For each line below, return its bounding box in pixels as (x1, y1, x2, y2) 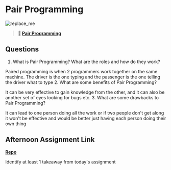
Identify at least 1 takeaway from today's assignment (5, 159, 116, 165)
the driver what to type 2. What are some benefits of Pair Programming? (5, 79, 157, 85)
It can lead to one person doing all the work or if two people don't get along (5, 109, 164, 116)
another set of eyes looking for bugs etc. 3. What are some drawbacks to (5, 94, 159, 100)
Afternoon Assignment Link (5, 135, 95, 144)
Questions (5, 45, 39, 54)
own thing (5, 121, 27, 127)
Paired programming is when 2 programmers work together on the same (5, 68, 158, 74)
